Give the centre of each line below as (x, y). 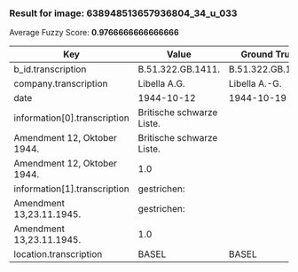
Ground (257, 54)
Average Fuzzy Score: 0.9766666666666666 (94, 33)
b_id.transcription (50, 69)
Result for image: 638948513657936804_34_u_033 (123, 13)
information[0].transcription (72, 118)
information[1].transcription (72, 189)
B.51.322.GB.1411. (179, 69)
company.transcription (61, 84)
